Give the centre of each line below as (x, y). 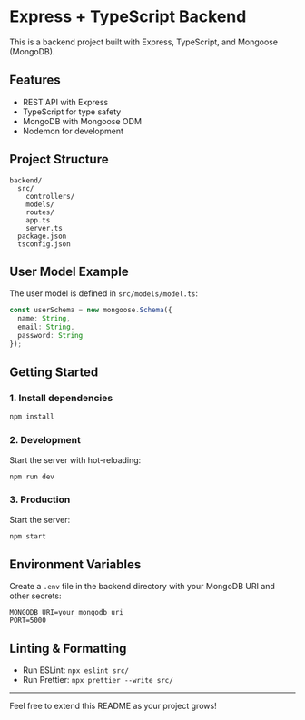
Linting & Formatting (68, 648)
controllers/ (50, 196)
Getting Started (54, 373)
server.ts (44, 228)
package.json (42, 236)
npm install (32, 417)
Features (35, 80)
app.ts (38, 220)
